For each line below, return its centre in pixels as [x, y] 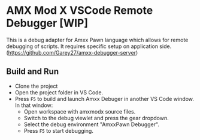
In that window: [34, 105]
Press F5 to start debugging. [59, 130]
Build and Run [32, 72]
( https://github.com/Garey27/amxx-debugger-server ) [72, 52]
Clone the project [36, 86]
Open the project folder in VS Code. [59, 92]
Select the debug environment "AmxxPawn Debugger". [92, 124]
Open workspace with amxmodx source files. [80, 111]
